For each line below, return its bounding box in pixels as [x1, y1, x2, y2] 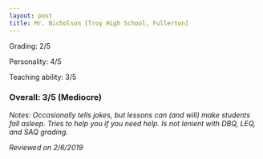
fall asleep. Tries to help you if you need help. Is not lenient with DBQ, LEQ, [9, 118, 256, 128]
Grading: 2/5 [9, 41, 51, 50]
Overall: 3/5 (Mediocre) [9, 92, 103, 103]
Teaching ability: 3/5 [9, 72, 77, 81]
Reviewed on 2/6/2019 [9, 142, 83, 152]
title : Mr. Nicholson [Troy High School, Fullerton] [9, 19, 189, 27]
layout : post [9, 11, 53, 20]
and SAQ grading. [9, 127, 69, 137]
